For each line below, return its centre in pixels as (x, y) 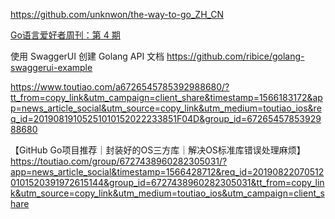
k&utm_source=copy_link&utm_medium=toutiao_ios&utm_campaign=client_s (167, 193)
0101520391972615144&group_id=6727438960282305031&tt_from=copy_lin (167, 182)
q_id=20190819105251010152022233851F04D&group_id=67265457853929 (166, 118)
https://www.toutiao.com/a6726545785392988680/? (120, 87)
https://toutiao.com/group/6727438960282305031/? (119, 161)
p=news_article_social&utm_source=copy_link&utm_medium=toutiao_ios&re (166, 108)
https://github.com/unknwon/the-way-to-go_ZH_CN (117, 14)
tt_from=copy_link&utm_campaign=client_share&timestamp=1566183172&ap (166, 97)
